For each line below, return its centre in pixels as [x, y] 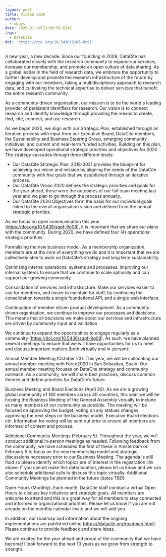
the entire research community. [37, 93]
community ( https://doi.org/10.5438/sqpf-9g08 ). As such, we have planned [82, 338]
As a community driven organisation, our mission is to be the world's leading [83, 103]
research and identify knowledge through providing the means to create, [79, 113]
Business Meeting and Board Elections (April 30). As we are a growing [77, 389]
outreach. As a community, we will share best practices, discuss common [80, 374]
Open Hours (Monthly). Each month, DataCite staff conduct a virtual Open [81, 487]
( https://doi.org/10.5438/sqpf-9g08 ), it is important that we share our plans [82, 227]
